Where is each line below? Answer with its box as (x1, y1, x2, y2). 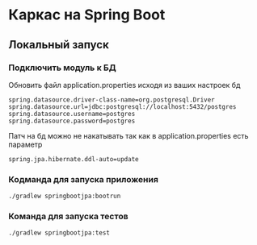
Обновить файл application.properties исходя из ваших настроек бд (8, 80, 241, 89)
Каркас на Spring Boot (8, 6, 166, 24)
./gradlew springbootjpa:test (8, 229, 111, 237)
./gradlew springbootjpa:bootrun (8, 192, 121, 201)
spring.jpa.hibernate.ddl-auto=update (8, 155, 139, 163)
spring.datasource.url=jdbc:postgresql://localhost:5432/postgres (8, 102, 237, 110)
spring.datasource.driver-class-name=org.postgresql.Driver (8, 95, 216, 104)
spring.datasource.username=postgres (8, 110, 136, 118)
